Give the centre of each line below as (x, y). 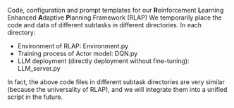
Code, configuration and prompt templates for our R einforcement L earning (116, 10)
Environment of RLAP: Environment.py (73, 46)
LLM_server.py (39, 68)
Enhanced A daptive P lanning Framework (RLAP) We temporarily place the (115, 18)
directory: (21, 32)
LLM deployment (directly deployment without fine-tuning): (103, 61)
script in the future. (35, 97)
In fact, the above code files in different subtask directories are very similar (116, 82)
